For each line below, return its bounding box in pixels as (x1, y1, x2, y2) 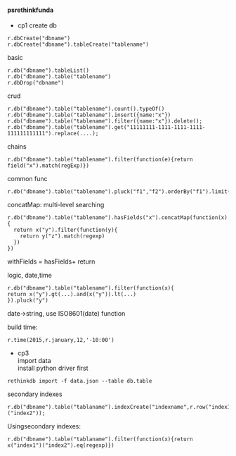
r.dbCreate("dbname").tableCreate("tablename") (7, 41, 150, 49)
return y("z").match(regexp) (20, 233, 105, 240)
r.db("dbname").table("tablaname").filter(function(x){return (7, 436, 193, 443)
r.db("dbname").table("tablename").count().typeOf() (7, 106, 165, 113)
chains (7, 142, 27, 151)
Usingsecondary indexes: (7, 422, 81, 431)
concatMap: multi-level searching (7, 201, 105, 209)
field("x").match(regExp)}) (7, 162, 90, 169)
